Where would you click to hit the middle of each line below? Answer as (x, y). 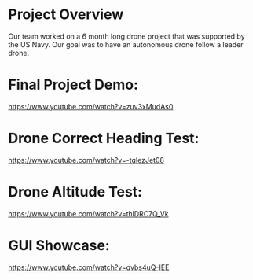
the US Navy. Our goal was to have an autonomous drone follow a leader (126, 44)
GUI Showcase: (59, 245)
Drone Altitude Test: (75, 192)
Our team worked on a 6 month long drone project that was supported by (126, 36)
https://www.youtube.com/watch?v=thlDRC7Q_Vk (88, 213)
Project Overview (66, 15)
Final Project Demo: (73, 85)
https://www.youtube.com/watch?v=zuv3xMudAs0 (91, 106)
